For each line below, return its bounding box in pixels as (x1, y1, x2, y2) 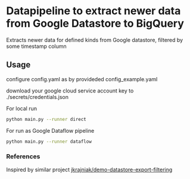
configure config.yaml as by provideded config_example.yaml (6, 75, 158, 82)
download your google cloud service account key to (6, 87, 134, 94)
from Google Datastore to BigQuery (6, 17, 185, 30)
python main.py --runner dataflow (6, 138, 92, 145)
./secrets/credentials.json (6, 93, 69, 100)
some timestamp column (6, 43, 67, 50)
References (6, 152, 41, 161)
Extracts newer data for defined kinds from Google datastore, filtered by (6, 36, 183, 43)
